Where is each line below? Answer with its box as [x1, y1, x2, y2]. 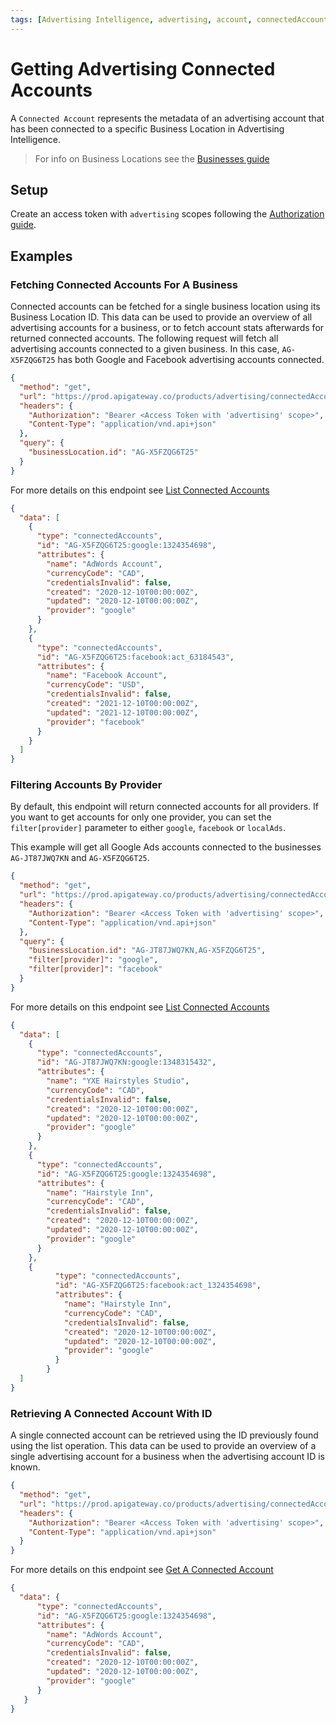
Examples [10, 247, 73, 265]
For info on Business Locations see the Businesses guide [34, 152, 270, 165]
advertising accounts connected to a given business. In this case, [10, 343, 280, 355]
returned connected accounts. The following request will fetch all [10, 332, 279, 345]
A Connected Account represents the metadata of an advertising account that [10, 112, 325, 124]
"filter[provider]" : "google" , [28, 955, 159, 965]
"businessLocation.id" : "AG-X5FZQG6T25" [28, 447, 199, 458]
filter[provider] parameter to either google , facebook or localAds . [10, 822, 287, 834]
